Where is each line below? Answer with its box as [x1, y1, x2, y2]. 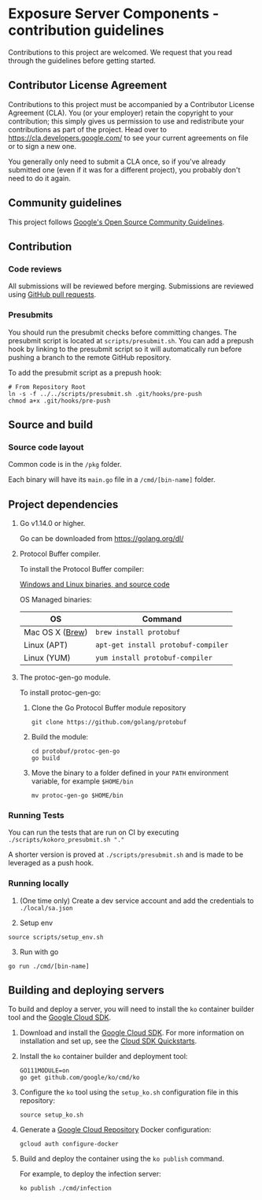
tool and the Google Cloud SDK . [8, 1013, 112, 1022]
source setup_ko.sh [19, 1111, 84, 1119]
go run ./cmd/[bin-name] [8, 962, 90, 970]
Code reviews [8, 263, 62, 274]
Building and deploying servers [8, 983, 165, 997]
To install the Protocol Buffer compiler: [19, 565, 144, 574]
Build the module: [31, 732, 89, 742]
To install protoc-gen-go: [19, 688, 101, 698]
